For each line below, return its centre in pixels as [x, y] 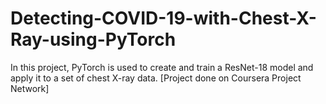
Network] [30, 88]
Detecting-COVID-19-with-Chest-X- [163, 18]
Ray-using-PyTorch [93, 39]
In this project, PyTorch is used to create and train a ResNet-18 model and [162, 67]
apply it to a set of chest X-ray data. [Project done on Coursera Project [156, 78]
